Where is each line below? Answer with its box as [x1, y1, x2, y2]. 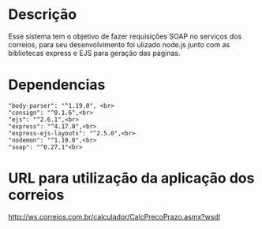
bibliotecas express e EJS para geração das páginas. [8, 48, 181, 57]
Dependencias [8, 76, 106, 94]
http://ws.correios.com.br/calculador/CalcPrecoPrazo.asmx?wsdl [8, 212, 221, 221]
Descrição [8, 6, 77, 24]
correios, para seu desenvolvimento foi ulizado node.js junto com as [8, 39, 230, 49]
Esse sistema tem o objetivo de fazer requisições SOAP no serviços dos [8, 31, 242, 41]
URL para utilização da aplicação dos [8, 169, 255, 187]
